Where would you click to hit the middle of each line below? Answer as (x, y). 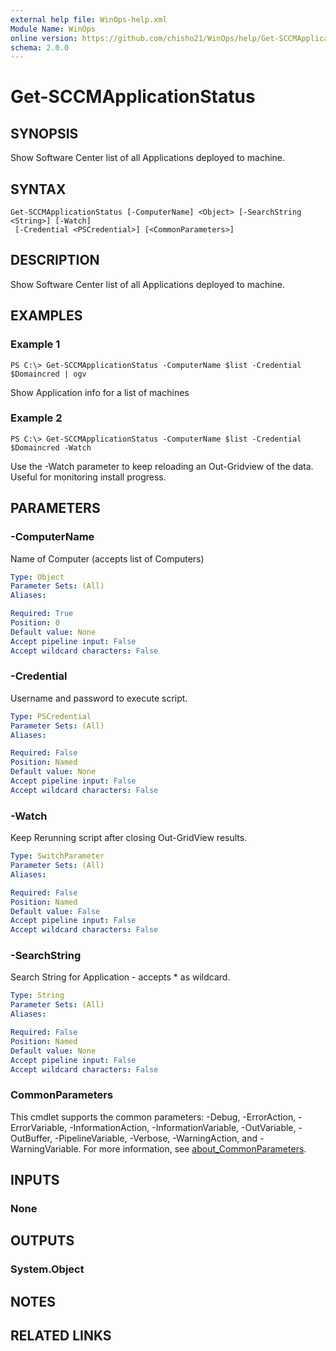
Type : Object (37, 577)
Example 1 (35, 344)
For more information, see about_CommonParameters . (195, 1148)
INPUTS (35, 1180)
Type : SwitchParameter (57, 856)
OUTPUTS (42, 1241)
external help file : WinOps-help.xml (89, 19)
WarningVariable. (46, 1148)
